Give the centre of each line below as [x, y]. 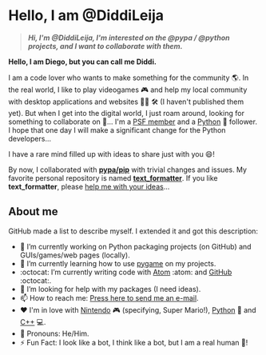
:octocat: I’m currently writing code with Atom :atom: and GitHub [126, 272]
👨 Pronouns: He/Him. [54, 333]
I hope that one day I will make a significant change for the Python [117, 130]
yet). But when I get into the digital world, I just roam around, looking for [127, 113]
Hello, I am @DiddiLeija [86, 16]
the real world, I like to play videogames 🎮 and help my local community [128, 90]
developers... [30, 138]
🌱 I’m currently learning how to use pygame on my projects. [118, 263]
